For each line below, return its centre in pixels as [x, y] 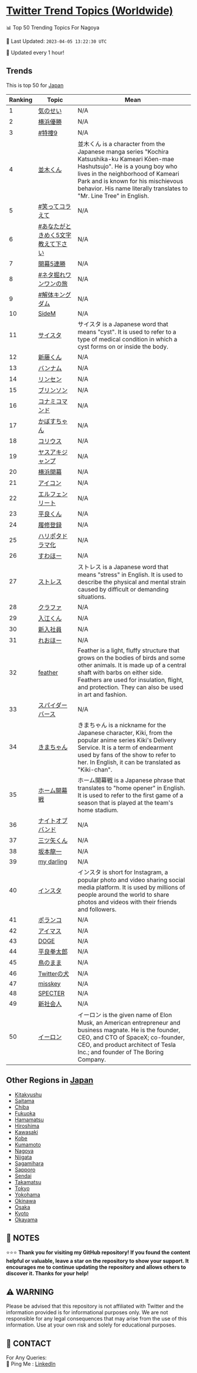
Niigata [23, 1157]
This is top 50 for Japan [35, 85]
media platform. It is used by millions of [132, 887]
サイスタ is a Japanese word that [123, 324]
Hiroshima [27, 1126]
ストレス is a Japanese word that [123, 567]
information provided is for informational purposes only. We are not [87, 1312]
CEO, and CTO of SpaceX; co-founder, [131, 1037]
